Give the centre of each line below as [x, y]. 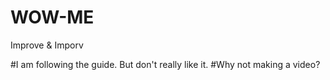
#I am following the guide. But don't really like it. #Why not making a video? [165, 64]
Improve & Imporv [47, 45]
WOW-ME [52, 17]
